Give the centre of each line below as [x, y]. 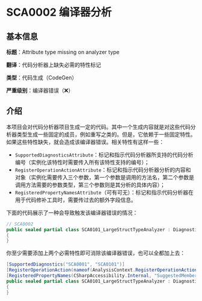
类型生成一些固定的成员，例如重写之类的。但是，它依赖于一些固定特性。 [106, 134]
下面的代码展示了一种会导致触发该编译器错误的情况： [72, 213]
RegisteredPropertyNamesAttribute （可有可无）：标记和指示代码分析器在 [104, 192]
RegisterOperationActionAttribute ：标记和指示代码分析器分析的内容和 [103, 170]
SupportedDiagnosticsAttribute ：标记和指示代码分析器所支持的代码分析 [104, 155]
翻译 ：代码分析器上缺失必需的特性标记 [54, 65]
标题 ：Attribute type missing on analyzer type [63, 52]
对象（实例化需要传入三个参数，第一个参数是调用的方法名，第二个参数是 [104, 177]
